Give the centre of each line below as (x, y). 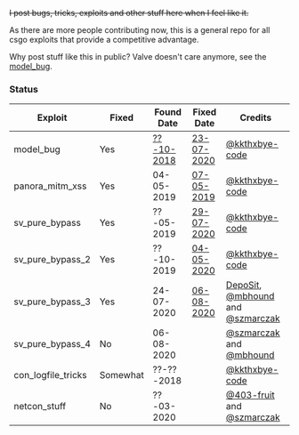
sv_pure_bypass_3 (53, 302)
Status (24, 89)
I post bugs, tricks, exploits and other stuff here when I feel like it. (129, 13)
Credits (256, 117)
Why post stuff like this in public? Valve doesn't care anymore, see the (138, 56)
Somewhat (121, 375)
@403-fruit (251, 395)
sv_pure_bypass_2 (53, 260)
